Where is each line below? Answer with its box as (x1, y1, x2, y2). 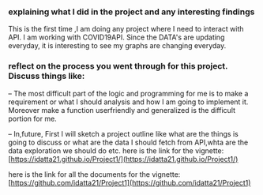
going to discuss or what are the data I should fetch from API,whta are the (8, 137, 249, 147)
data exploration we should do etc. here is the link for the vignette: (8, 145, 224, 156)
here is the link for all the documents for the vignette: (8, 169, 181, 179)
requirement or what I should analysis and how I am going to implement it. (8, 97, 249, 107)
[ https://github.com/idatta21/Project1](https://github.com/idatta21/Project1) (8, 178, 251, 187)
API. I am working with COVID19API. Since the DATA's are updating (8, 32, 225, 42)
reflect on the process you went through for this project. (8, 61, 228, 72)
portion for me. (8, 114, 57, 123)
